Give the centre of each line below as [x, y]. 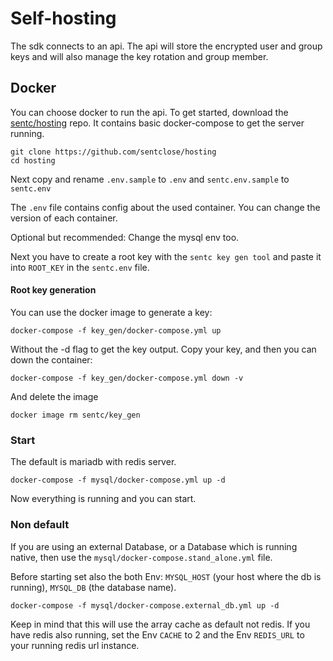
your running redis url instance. [75, 645]
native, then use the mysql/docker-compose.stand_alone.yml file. [141, 557]
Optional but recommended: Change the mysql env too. [125, 237]
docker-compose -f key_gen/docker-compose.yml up [116, 330]
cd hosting [33, 160]
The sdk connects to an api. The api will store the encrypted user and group [166, 46]
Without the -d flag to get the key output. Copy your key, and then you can [163, 349]
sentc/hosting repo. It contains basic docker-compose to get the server [157, 123]
